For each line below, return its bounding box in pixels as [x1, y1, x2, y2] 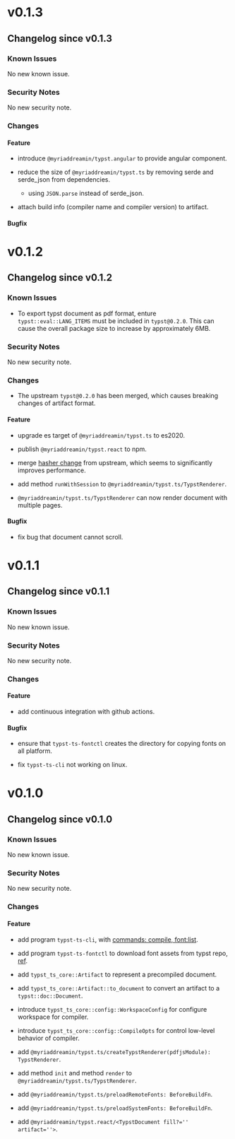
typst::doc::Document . [17, 991, 83, 1000]
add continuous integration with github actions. [17, 708, 155, 716]
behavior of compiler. [17, 1034, 80, 1042]
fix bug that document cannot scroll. [17, 532, 123, 541]
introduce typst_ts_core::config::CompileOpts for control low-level [17, 1026, 215, 1034]
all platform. [17, 747, 53, 755]
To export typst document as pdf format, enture [17, 309, 157, 317]
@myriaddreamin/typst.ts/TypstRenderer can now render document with [17, 493, 228, 502]
